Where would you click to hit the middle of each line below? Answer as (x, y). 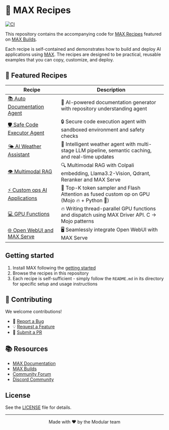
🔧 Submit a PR (27, 332)
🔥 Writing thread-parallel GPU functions (108, 208)
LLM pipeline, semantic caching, (113, 150)
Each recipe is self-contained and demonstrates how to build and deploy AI (83, 49)
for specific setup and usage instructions (55, 284)
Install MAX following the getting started (54, 268)
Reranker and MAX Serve (91, 180)
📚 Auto (17, 99)
